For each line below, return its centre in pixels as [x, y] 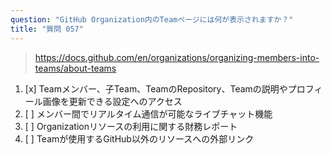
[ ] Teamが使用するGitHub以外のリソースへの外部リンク [139, 138]
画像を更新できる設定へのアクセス [112, 101]
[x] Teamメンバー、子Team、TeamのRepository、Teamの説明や [156, 88]
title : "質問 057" [47, 29]
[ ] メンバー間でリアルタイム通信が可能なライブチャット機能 [148, 113]
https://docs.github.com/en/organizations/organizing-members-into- [177, 57]
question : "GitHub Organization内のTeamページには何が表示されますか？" [152, 19]
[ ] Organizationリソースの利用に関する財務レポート [131, 126]
